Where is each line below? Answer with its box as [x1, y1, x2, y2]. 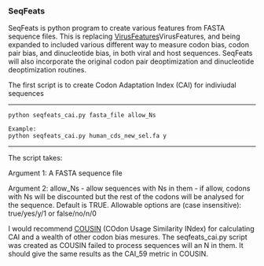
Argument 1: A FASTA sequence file [8, 168, 123, 178]
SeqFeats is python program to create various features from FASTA [8, 24, 225, 33]
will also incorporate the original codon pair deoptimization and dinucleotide [8, 57, 255, 66]
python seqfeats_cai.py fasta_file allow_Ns [8, 112, 156, 120]
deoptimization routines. [8, 65, 87, 75]
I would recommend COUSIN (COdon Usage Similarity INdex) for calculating [8, 224, 255, 234]
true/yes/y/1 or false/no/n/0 [8, 209, 97, 218]
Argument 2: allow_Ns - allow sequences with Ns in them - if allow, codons [8, 183, 251, 194]
